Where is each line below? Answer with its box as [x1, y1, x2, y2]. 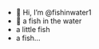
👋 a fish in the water [15, 16, 82, 26]
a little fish [15, 25, 50, 34]
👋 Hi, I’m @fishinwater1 [15, 8, 92, 17]
